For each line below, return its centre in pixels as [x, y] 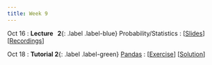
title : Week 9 [28, 13]
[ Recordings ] [26, 40]
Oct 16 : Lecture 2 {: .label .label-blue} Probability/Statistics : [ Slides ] [106, 33]
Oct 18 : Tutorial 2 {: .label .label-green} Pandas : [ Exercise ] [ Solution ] [106, 54]
